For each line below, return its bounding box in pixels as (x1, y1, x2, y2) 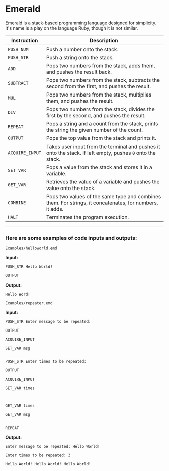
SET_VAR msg (5, 346, 30, 351)
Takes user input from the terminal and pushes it (46, 143, 160, 150)
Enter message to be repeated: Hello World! (5, 444, 100, 449)
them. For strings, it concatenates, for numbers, (46, 199, 158, 206)
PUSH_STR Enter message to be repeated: (5, 319, 92, 324)
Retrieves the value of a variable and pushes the (46, 178, 160, 185)
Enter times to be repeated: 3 (5, 453, 71, 458)
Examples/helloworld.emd (5, 246, 57, 251)
